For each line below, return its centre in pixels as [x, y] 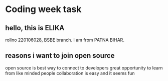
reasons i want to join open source [60, 56]
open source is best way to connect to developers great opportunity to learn [84, 68]
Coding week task [43, 9]
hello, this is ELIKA [35, 28]
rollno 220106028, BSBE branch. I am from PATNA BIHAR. [65, 40]
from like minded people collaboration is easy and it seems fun [70, 73]
